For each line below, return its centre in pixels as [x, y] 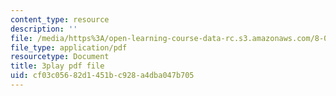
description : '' [44, 29]
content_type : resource [60, 19]
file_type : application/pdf [69, 47]
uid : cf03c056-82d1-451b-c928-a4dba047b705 [102, 76]
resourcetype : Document [60, 57]
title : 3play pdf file [57, 66]
